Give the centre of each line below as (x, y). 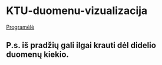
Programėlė (20, 27)
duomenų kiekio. (38, 55)
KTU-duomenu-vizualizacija (77, 11)
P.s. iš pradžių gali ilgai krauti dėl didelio (81, 45)
